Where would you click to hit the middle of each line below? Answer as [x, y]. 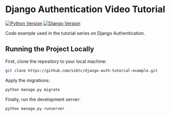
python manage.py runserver [35, 108]
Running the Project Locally [50, 49]
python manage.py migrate [32, 90]
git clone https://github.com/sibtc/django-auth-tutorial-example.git [81, 70]
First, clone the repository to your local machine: [56, 61]
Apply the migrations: [28, 80]
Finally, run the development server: [43, 99]
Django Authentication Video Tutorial [85, 9]
